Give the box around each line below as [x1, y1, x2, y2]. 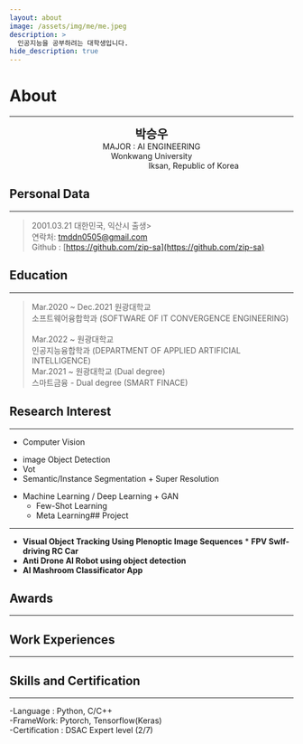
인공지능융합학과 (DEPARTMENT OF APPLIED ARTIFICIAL [31, 344, 242, 355]
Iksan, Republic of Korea [148, 160, 239, 172]
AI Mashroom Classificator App [22, 564, 143, 575]
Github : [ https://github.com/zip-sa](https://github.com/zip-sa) [31, 241, 265, 252]
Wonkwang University [110, 151, 193, 162]
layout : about [9, 13, 63, 23]
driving [22, 545, 50, 556]
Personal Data [9, 186, 90, 202]
